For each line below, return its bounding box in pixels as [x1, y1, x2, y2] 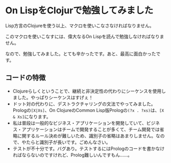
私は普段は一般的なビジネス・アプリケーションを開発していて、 [12, 120, 146, 126]
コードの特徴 [5, 74, 46, 82]
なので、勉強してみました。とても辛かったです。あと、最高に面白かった [5, 51, 156, 57]
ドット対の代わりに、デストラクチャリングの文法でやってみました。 [12, 101, 156, 107]
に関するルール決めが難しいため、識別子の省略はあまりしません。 [17, 132, 156, 138]
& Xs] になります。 [12, 113, 51, 120]
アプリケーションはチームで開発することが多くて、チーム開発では [21, 126, 160, 132]
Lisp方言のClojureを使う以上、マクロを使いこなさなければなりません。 [5, 22, 154, 29]
